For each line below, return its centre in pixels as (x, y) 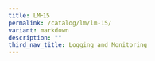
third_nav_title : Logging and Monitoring (78, 45)
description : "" (35, 38)
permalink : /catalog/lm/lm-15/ (60, 23)
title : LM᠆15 (29, 15)
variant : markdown (39, 30)
